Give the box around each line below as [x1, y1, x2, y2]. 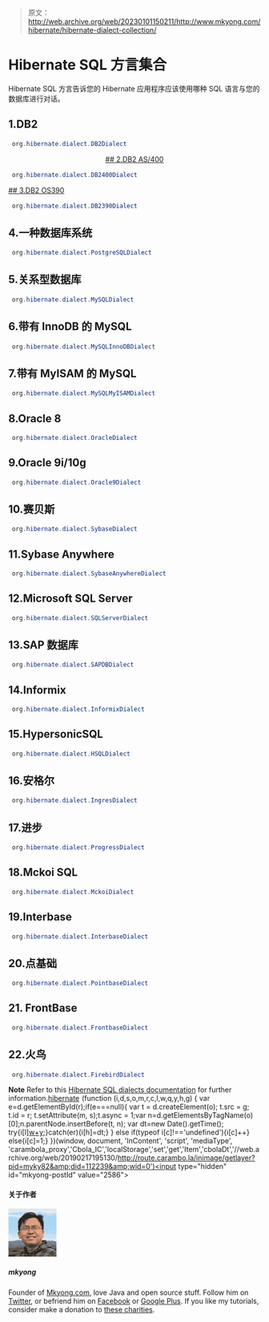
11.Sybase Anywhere [8, 547, 114, 561]
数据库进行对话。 [8, 94, 65, 103]
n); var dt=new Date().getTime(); [116, 1119, 224, 1129]
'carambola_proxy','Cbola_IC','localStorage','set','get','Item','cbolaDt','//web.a [8, 1145, 260, 1155]
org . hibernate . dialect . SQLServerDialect [11, 614, 149, 622]
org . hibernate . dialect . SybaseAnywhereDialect [11, 570, 167, 578]
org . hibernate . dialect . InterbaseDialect [11, 933, 149, 941]
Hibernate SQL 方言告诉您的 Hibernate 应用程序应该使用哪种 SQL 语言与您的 [8, 83, 260, 93]
